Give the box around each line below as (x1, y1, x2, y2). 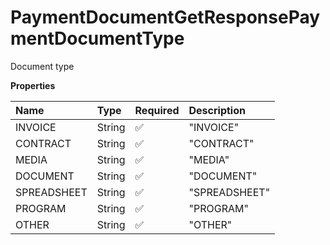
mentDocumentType (10, 27, 185, 50)
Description (188, 103, 246, 117)
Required (134, 103, 180, 117)
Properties (10, 79, 56, 91)
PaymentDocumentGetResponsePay (10, 6, 321, 29)
